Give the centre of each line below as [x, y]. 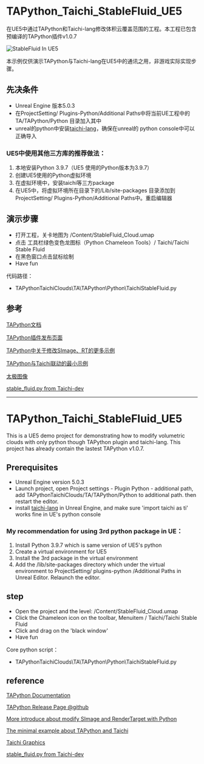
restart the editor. [37, 502]
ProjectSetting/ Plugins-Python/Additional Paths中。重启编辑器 [93, 198]
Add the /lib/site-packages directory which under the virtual [90, 564]
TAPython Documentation [39, 695]
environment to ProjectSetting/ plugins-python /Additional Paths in [98, 571]
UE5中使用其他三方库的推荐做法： [56, 153]
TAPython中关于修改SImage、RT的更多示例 [61, 350]
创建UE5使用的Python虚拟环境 [53, 175]
